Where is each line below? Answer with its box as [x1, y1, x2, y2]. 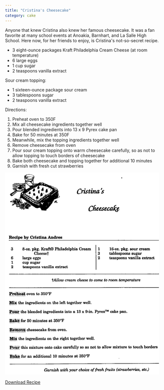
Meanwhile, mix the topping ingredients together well [12, 137, 120, 143]
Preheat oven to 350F [12, 116, 56, 122]
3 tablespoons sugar [12, 92, 54, 98]
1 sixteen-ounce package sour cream [12, 87, 87, 92]
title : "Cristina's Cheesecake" [5, 8, 71, 13]
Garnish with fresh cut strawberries [12, 163, 84, 169]
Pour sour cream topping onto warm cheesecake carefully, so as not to [12, 147, 155, 153]
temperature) [12, 52, 39, 58]
